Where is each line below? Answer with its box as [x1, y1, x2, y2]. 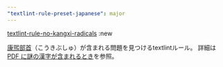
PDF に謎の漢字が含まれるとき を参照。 [7, 52, 118, 60]
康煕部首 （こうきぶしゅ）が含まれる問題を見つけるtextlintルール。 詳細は [7, 43, 217, 52]
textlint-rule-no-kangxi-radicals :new [7, 29, 113, 37]
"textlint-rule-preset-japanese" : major [7, 10, 126, 17]
